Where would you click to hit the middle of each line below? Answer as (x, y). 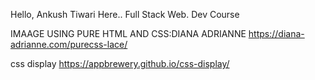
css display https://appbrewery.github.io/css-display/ (120, 63)
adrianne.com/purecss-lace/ (69, 44)
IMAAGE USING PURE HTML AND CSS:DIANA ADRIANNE (128, 33)
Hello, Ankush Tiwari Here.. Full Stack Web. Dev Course (125, 14)
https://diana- (276, 33)
